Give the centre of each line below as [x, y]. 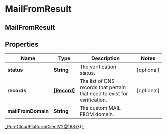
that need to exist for [104, 94]
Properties [22, 44]
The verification [98, 67]
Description [106, 58]
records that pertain [102, 87]
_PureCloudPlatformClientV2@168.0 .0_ [45, 127]
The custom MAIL [100, 108]
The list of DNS [97, 81]
